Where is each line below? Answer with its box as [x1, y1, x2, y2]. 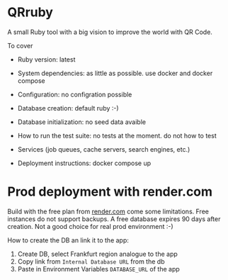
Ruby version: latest [17, 55, 76, 64]
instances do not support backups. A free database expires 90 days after [7, 214, 221, 223]
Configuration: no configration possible [17, 90, 132, 99]
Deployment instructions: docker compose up [17, 159, 152, 167]
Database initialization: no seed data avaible [17, 118, 147, 126]
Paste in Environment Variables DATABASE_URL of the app [17, 264, 181, 273]
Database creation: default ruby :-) [17, 103, 119, 112]
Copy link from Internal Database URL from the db [17, 257, 165, 266]
